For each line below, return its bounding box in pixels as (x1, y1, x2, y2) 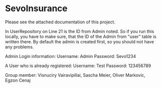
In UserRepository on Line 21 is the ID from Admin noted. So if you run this (5, 28, 155, 34)
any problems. (5, 44, 34, 50)
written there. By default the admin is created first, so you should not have (5, 38, 154, 44)
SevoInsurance (5, 3, 68, 14)
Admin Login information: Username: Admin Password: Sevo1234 (5, 53, 136, 59)
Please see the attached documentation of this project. (5, 19, 116, 25)
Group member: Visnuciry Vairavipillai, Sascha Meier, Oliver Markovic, (5, 72, 145, 78)
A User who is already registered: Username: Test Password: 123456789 (5, 63, 151, 69)
